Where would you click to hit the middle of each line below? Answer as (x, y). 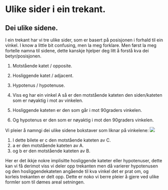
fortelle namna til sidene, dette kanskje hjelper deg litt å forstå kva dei (77, 51)
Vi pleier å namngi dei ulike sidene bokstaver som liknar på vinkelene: (77, 130)
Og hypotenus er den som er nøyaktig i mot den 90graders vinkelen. (83, 120)
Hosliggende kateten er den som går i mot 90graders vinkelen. (77, 110)
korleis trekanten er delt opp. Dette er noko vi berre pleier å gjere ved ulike (82, 177)
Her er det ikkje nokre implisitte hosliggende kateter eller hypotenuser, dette (84, 161)
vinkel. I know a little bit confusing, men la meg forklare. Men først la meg (81, 45)
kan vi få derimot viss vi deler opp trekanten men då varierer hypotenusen (81, 166)
